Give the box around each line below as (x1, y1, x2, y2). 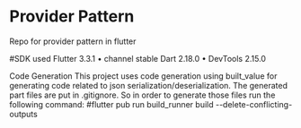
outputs (9, 108, 38, 119)
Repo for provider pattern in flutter (9, 36, 137, 47)
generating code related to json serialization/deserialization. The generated (9, 80, 288, 90)
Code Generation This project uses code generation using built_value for (9, 70, 278, 81)
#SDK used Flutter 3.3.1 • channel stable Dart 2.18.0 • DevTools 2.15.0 (9, 53, 267, 64)
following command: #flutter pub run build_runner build (9, 98, 214, 109)
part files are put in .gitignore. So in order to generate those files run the (9, 90, 276, 100)
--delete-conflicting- (215, 98, 293, 109)
